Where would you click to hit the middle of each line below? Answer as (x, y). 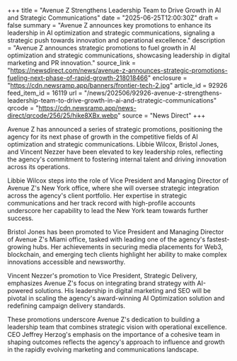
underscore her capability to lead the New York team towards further (108, 211)
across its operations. (39, 167)
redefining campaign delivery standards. (67, 306)
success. (21, 218)
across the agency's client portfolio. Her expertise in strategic (97, 195)
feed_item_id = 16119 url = (45, 93)
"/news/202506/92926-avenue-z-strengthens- (153, 93)
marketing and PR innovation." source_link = (72, 63)
